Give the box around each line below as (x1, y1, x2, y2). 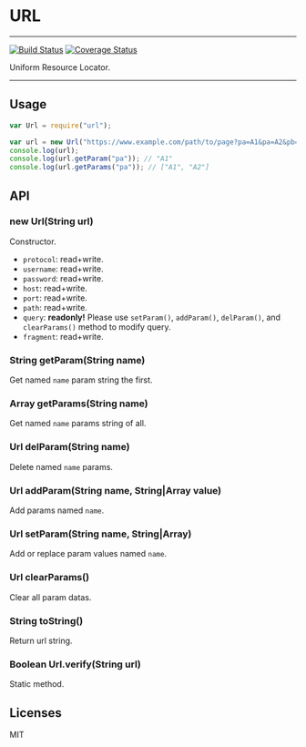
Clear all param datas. (9, 591, 92, 602)
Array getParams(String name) (9, 397, 148, 410)
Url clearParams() (9, 571, 89, 584)
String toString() (9, 614, 84, 627)
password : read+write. (22, 272, 104, 283)
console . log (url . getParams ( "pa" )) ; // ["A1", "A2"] (9, 163, 209, 172)
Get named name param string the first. (9, 374, 153, 385)
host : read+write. (22, 282, 88, 293)
